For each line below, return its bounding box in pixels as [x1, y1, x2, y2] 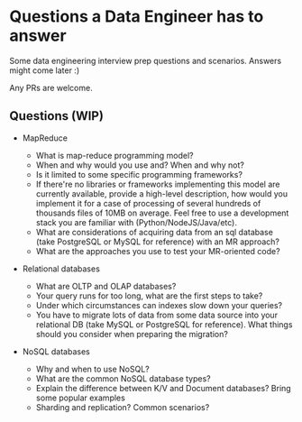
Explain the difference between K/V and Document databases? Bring [35, 382, 291, 393]
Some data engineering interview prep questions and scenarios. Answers [9, 55, 282, 66]
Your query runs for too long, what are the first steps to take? [35, 290, 263, 301]
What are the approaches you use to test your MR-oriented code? [35, 245, 281, 256]
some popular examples [35, 392, 126, 403]
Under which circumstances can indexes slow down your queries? [35, 299, 282, 310]
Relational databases [22, 263, 101, 274]
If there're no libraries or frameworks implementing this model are [35, 179, 280, 189]
